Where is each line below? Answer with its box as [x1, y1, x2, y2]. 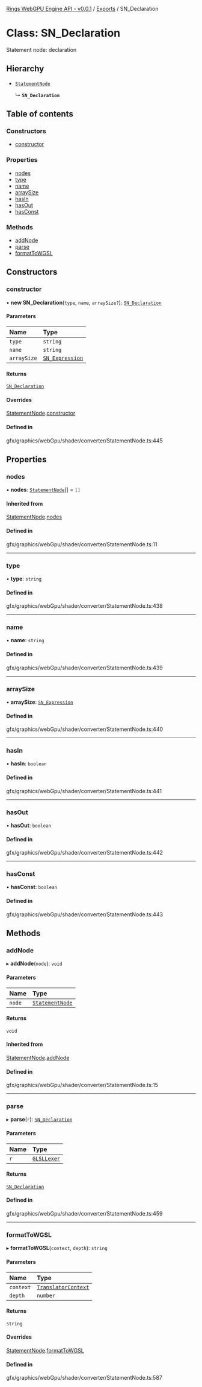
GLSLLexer [32, 1155, 61, 1162]
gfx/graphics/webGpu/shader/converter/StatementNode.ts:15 [6, 1082, 158, 1089]
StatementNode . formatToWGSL [6, 1347, 84, 1354]
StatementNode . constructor [6, 410, 76, 417]
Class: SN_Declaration [6, 27, 121, 40]
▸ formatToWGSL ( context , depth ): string [6, 1245, 108, 1252]
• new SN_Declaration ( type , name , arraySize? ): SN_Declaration [6, 299, 162, 306]
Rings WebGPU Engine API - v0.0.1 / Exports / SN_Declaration [6, 5, 159, 12]
